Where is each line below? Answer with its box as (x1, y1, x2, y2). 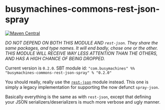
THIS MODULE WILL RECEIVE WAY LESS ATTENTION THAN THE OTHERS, (5, 50, 158, 56)
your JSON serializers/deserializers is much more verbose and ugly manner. (5, 99, 161, 105)
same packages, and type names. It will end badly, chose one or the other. (5, 45, 158, 51)
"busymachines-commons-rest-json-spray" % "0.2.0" (5, 70, 112, 75)
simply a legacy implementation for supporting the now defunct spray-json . (5, 84, 160, 90)
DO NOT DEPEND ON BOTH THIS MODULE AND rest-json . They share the (5, 39, 159, 45)
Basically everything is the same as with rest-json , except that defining (5, 94, 151, 100)
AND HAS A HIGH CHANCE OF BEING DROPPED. (5, 55, 105, 61)
